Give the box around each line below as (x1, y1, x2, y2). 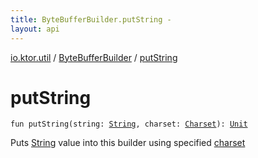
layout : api (10, 24, 60, 34)
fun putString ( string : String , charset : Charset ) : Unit (10, 119, 248, 130)
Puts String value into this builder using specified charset (10, 137, 246, 149)
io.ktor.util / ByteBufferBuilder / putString (10, 51, 178, 63)
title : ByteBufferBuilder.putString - (10, 14, 172, 25)
